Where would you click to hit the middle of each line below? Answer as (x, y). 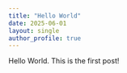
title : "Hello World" (45, 16)
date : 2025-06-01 (38, 23)
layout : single (34, 30)
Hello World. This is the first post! (64, 61)
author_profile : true (45, 38)
